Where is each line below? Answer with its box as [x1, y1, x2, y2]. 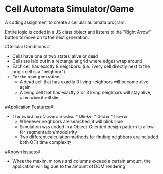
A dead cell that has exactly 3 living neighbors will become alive [19, 79, 149, 85]
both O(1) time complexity [19, 139, 72, 145]
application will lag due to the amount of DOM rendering [12, 163, 126, 169]
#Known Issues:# [5, 149, 40, 155]
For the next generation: [12, 74, 61, 79]
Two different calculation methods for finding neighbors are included [19, 134, 158, 140]
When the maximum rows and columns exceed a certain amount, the [12, 158, 151, 164]
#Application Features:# [5, 104, 54, 110]
